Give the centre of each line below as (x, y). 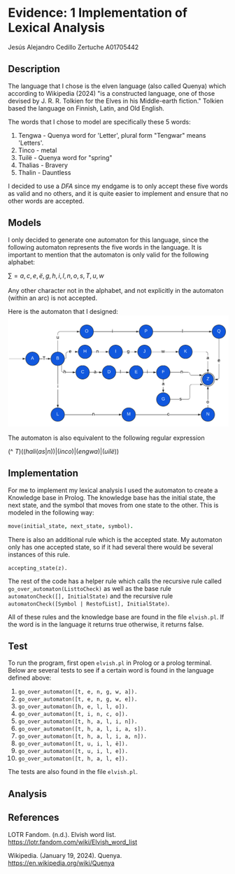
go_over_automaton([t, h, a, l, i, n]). (78, 722)
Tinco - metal (37, 150)
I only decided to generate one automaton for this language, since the (108, 240)
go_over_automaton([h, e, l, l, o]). (73, 707)
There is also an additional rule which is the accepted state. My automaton (115, 539)
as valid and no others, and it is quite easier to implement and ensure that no (118, 193)
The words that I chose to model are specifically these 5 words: (99, 122)
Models (24, 223)
